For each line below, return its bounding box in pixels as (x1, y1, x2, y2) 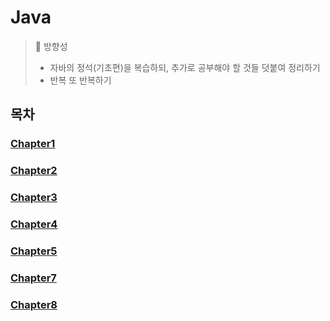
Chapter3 (10, 191, 58, 205)
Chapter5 (10, 244, 58, 258)
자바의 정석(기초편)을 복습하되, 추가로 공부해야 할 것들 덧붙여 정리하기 (49, 61, 321, 73)
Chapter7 (10, 271, 57, 285)
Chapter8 (10, 297, 58, 311)
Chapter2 (10, 164, 58, 178)
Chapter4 (10, 217, 58, 231)
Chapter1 (10, 137, 56, 151)
